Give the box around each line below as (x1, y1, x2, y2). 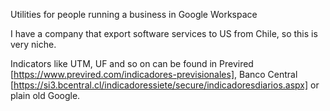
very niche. (10, 39, 57, 50)
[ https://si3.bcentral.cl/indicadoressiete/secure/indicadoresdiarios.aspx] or (10, 79, 320, 91)
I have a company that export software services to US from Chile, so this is (10, 28, 318, 39)
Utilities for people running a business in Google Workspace (10, 9, 258, 20)
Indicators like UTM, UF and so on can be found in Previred (10, 58, 254, 69)
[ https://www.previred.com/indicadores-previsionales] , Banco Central (10, 69, 298, 80)
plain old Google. (10, 90, 81, 101)
